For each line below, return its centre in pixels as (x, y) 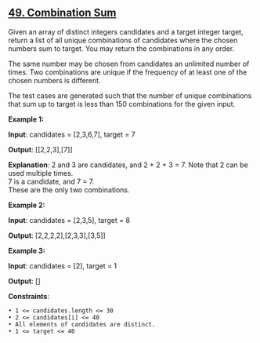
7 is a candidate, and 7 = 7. (51, 181)
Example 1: (26, 119)
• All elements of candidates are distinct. (82, 324)
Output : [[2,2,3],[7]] (40, 149)
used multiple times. (41, 173)
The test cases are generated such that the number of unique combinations (130, 95)
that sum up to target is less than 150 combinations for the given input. (122, 104)
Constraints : (29, 296)
